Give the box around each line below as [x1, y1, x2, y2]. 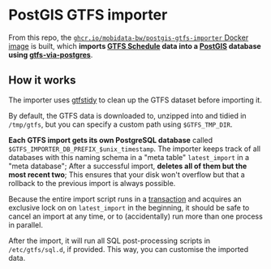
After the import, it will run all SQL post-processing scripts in [8, 236, 211, 245]
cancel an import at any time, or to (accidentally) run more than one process [8, 211, 264, 221]
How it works [8, 73, 76, 87]
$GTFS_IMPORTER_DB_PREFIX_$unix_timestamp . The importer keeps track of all [8, 144, 261, 154]
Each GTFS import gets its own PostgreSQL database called [8, 135, 213, 145]
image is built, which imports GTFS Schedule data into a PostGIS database [8, 41, 261, 50]
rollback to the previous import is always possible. [8, 178, 176, 188]
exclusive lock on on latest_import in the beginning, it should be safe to [8, 202, 250, 212]
